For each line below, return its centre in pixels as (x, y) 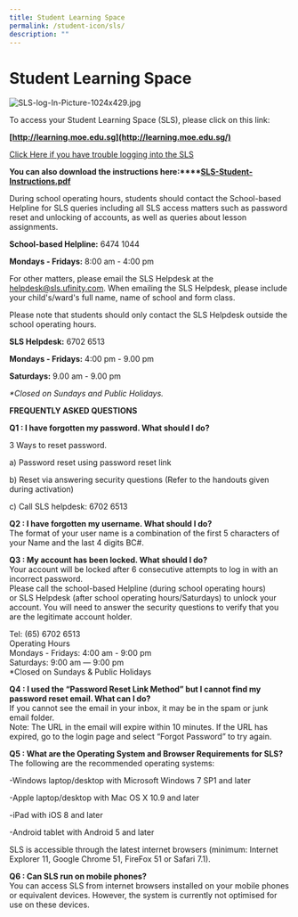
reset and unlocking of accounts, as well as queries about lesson (128, 217)
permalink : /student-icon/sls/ (67, 26)
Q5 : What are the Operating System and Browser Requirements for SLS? (146, 754)
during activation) (41, 489)
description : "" (39, 34)
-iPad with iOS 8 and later (56, 815)
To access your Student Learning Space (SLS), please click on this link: (140, 120)
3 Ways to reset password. (58, 446)
